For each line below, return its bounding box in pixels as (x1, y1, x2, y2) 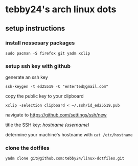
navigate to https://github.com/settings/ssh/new (5, 112, 107, 118)
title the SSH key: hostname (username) (5, 122, 89, 128)
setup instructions (5, 24, 65, 33)
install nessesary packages (5, 39, 75, 46)
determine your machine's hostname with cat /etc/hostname (5, 132, 133, 138)
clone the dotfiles (5, 145, 50, 152)
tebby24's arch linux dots (5, 4, 117, 15)
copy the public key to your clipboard (5, 93, 84, 99)
